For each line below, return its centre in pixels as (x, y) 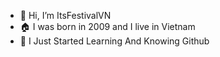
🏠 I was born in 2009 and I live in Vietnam (107, 26)
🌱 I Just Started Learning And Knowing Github (114, 41)
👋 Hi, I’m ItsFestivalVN (65, 15)
